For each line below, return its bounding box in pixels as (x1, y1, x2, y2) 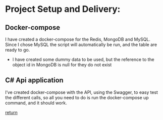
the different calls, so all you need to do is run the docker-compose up (5, 94, 149, 100)
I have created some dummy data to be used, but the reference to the (12, 57, 155, 62)
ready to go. (5, 47, 30, 53)
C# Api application (5, 76, 63, 85)
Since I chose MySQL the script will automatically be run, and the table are (5, 42, 157, 48)
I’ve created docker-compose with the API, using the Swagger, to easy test (5, 89, 158, 95)
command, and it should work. (5, 100, 67, 106)
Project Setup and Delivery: (5, 3, 120, 15)
